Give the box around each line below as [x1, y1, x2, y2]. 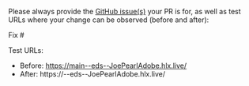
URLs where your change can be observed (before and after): [8, 15, 209, 24]
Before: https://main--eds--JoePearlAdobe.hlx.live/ [19, 61, 187, 70]
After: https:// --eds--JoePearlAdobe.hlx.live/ [19, 69, 166, 78]
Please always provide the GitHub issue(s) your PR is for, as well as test [8, 7, 241, 16]
